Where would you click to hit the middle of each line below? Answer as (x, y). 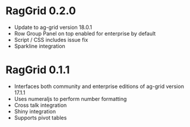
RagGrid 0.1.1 (38, 70)
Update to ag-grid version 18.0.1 (53, 27)
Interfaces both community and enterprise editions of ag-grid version (99, 86)
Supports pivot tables (40, 118)
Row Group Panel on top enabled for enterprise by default (85, 33)
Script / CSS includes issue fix (51, 40)
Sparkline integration (40, 46)
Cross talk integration (40, 105)
